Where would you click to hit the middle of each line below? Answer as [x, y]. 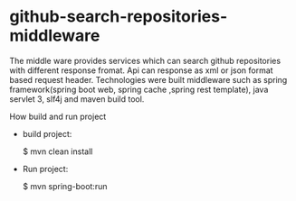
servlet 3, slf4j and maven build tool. [77, 99]
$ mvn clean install [57, 151]
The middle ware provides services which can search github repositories [145, 60]
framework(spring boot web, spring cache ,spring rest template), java [139, 89]
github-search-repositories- [119, 17]
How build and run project [58, 116]
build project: [47, 133]
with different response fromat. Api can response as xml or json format [141, 70]
